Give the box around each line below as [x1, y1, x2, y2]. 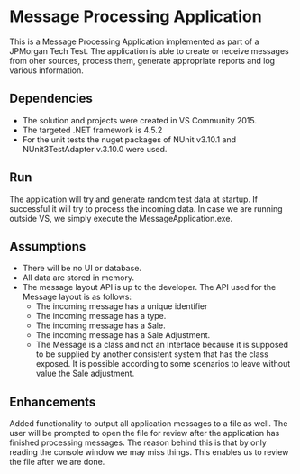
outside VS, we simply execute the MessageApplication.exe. [9, 213, 232, 223]
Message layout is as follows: [22, 291, 132, 303]
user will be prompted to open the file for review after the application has [9, 428, 280, 439]
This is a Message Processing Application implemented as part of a [9, 36, 259, 47]
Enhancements [9, 394, 96, 409]
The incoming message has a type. [35, 311, 167, 322]
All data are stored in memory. [22, 272, 135, 283]
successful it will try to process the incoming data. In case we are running [9, 203, 283, 214]
